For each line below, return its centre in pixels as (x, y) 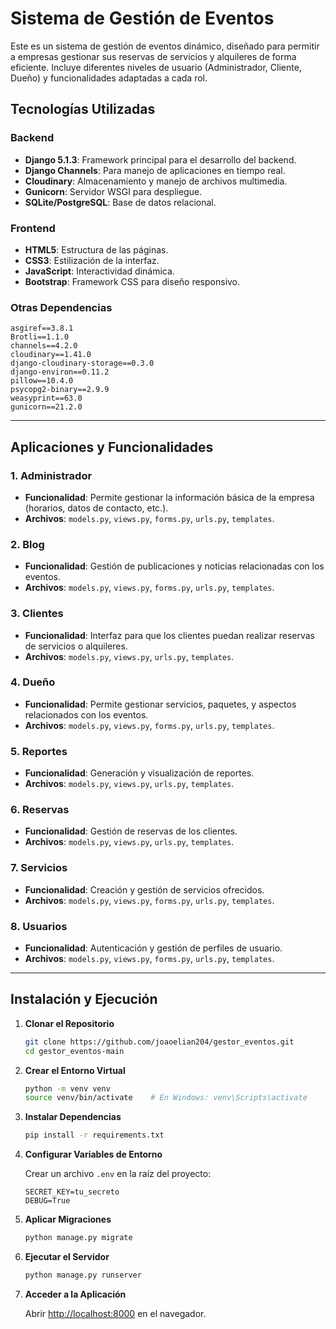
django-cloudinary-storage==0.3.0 (82, 363)
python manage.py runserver (83, 1275)
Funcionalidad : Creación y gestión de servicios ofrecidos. (144, 889)
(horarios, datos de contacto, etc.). (96, 508)
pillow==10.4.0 (42, 381)
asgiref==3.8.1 (42, 328)
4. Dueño (33, 682)
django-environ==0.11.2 (60, 372)
